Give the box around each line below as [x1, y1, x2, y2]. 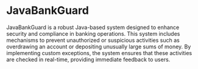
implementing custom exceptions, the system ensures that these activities [6, 49, 193, 56]
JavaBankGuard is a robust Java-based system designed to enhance [6, 24, 180, 31]
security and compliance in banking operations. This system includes [6, 30, 180, 37]
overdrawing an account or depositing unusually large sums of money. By [6, 43, 191, 50]
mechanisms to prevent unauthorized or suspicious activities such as [6, 36, 180, 44]
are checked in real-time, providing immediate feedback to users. [6, 56, 171, 63]
